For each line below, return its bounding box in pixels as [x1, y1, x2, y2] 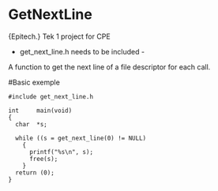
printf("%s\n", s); [28, 148, 93, 155]
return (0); [15, 168, 55, 177]
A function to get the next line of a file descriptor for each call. [8, 62, 211, 72]
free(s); [28, 155, 58, 163]
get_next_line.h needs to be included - [19, 47, 145, 56]
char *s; [15, 120, 47, 128]
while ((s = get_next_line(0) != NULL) [15, 134, 147, 142]
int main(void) [8, 107, 73, 114]
